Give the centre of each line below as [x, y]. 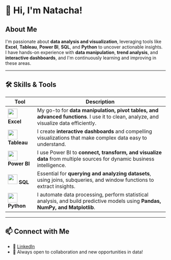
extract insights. [56, 186]
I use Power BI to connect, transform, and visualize [99, 152]
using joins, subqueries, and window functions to [96, 180]
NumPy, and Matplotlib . [66, 207]
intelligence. [52, 165]
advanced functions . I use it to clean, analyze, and [98, 116]
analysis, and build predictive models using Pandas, [99, 201]
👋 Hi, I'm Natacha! [44, 10]
